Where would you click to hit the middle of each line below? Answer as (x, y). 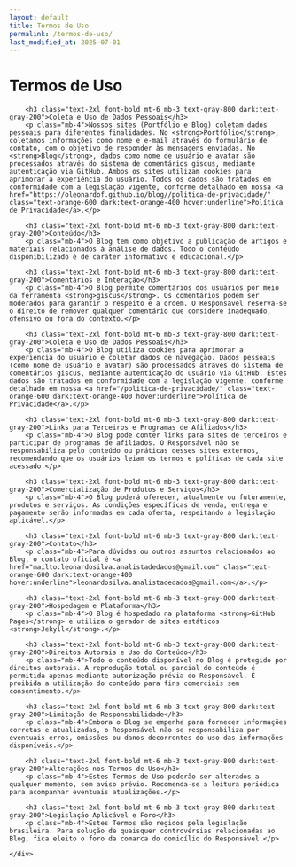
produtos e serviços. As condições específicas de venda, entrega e (138, 505)
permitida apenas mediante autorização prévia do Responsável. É (132, 676)
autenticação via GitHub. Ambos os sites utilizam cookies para (130, 172)
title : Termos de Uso (49, 26)
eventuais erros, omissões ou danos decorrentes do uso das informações (146, 738)
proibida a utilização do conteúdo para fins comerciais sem (125, 683)
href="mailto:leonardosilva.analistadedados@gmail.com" (114, 567)
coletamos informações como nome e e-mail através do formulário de (138, 141)
